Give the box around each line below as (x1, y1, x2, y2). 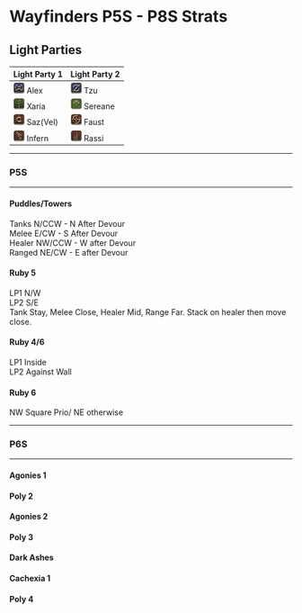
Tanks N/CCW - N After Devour (9, 218, 126, 229)
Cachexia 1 (9, 572, 51, 583)
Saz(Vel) (26, 117, 58, 128)
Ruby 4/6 (9, 337, 45, 347)
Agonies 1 (9, 470, 47, 481)
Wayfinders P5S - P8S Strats (9, 6, 228, 27)
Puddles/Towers (9, 198, 73, 209)
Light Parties (9, 42, 83, 58)
